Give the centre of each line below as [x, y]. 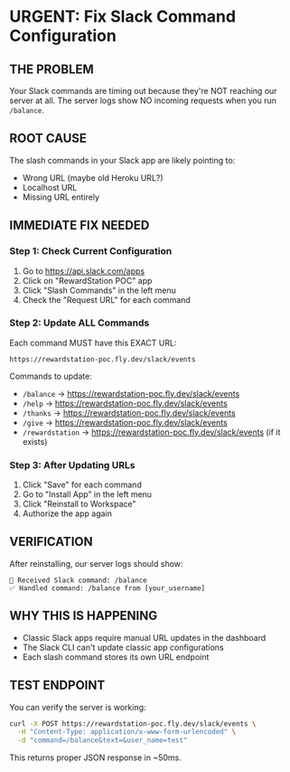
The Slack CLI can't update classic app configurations [123, 647]
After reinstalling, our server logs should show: [96, 563]
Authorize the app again [67, 513]
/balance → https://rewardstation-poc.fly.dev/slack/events [131, 393]
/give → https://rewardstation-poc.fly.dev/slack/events [125, 422]
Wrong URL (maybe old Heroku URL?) [93, 177]
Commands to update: [51, 376]
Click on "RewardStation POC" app [87, 280]
